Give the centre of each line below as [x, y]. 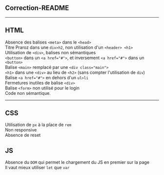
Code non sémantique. [28, 93]
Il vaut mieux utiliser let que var [37, 168]
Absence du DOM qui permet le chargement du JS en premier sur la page [77, 162]
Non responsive [21, 130]
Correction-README [37, 8]
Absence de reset [23, 135]
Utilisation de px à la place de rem [38, 125]
